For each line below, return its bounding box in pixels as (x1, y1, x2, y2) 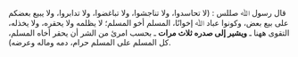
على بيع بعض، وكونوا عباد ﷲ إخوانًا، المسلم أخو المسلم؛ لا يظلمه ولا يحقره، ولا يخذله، (8, 18, 289, 28)
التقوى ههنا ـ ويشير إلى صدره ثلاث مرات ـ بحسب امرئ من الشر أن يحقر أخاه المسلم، (8, 28, 290, 38)
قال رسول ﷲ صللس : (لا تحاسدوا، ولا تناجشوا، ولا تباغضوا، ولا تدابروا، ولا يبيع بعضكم (8, 8, 286, 18)
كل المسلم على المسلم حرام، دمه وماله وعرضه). (8, 37, 171, 47)
